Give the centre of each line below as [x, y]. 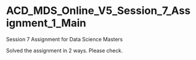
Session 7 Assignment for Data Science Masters [64, 39]
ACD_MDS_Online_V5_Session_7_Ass [98, 11]
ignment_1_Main [46, 23]
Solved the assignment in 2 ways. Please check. [64, 50]
